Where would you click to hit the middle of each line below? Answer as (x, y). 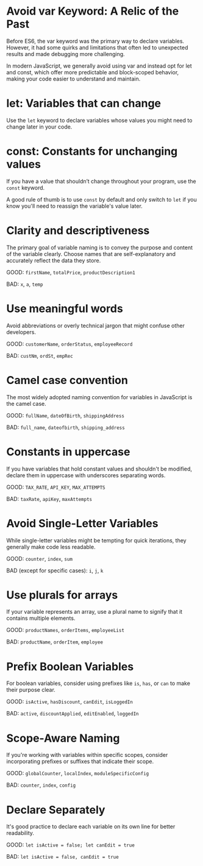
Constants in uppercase (68, 452)
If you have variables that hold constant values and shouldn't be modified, (99, 469)
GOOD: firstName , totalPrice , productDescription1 (71, 272)
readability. (20, 833)
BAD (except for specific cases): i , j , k (55, 570)
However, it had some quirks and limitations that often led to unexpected (97, 48)
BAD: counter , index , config (41, 785)
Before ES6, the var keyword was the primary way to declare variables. (95, 41)
